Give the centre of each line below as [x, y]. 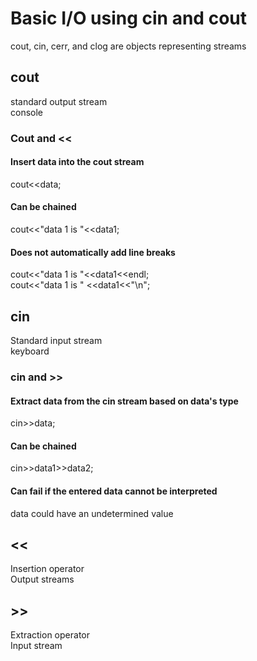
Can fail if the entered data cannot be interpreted [114, 491]
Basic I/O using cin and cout [128, 18]
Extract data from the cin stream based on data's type [124, 401]
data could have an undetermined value [92, 513]
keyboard [30, 351]
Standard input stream [56, 341]
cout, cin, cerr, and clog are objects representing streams [128, 46]
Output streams [42, 579]
